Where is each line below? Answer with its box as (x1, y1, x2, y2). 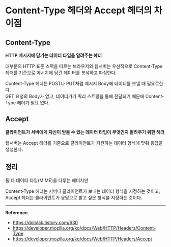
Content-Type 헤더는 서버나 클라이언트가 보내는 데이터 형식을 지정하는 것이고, (5, 188, 160, 194)
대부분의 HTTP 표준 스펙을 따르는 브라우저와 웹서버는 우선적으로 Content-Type (5, 63, 163, 69)
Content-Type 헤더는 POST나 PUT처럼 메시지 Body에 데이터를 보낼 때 (5, 80, 146, 86)
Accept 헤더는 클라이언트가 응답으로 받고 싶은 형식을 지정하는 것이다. (5, 194, 142, 200)
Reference (5, 209, 28, 215)
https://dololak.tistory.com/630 (12, 219, 78, 226)
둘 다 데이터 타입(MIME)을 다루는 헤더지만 (5, 177, 89, 183)
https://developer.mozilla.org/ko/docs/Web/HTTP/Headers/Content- (12, 224, 156, 231)
